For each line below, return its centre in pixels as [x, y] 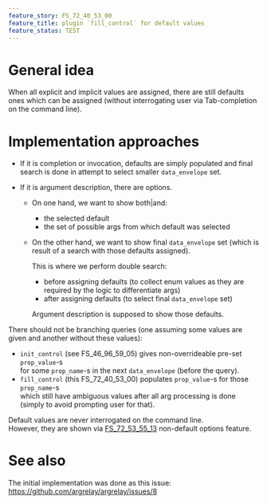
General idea [51, 70]
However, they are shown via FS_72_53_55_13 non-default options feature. [130, 429]
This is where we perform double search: [99, 266]
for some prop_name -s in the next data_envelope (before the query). [130, 371]
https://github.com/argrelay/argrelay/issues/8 [83, 491]
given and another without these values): [75, 338]
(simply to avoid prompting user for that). [87, 405]
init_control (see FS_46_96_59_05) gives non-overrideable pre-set [131, 354]
